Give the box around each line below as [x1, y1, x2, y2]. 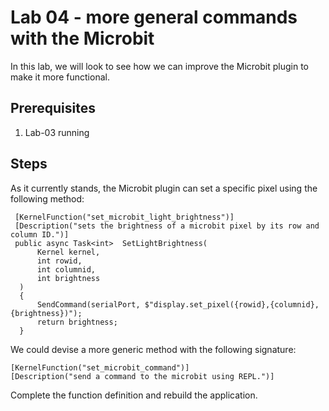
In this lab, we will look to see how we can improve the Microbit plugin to [10, 60, 310, 72]
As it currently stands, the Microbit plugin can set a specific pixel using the [10, 182, 318, 194]
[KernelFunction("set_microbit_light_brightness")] [14, 212, 235, 222]
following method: [10, 192, 85, 205]
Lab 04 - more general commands [10, 6, 298, 29]
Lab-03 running [24, 126, 90, 138]
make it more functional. [10, 71, 110, 83]
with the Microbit [10, 27, 155, 50]
